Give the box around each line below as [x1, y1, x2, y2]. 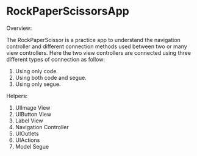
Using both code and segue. [15, 74, 87, 81]
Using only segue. [15, 80, 61, 88]
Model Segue [15, 143, 49, 150]
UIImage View [15, 104, 51, 111]
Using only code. [15, 67, 58, 74]
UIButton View [15, 110, 52, 118]
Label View [15, 117, 44, 124]
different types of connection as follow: [6, 55, 106, 63]
